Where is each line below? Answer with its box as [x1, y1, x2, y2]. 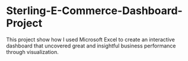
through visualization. [6, 48, 59, 55]
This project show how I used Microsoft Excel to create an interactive [6, 36, 175, 43]
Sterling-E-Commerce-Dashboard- [6, 4, 183, 18]
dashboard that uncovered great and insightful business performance [6, 42, 176, 49]
